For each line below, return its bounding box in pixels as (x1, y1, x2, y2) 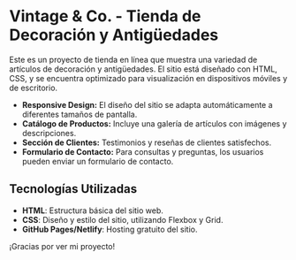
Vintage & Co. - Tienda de (9, 6, 201, 27)
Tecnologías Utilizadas (9, 181, 138, 196)
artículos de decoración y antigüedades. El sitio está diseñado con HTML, (9, 64, 278, 74)
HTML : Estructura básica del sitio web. (21, 205, 163, 216)
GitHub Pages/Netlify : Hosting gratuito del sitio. (21, 224, 198, 234)
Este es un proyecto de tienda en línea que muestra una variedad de (9, 54, 258, 65)
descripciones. (21, 127, 77, 138)
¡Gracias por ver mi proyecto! (9, 241, 116, 251)
